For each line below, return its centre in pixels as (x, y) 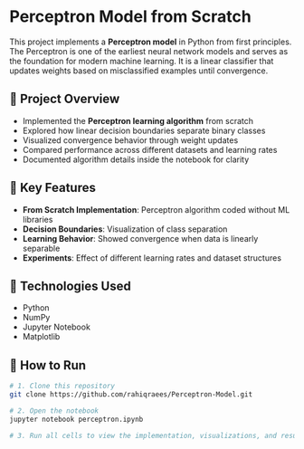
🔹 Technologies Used (70, 286)
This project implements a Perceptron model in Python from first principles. (151, 42)
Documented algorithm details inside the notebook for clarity (136, 159)
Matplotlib (41, 337)
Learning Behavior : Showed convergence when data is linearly (140, 238)
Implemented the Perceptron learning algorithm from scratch (138, 120)
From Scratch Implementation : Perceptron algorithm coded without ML (156, 209)
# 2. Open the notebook (54, 411)
